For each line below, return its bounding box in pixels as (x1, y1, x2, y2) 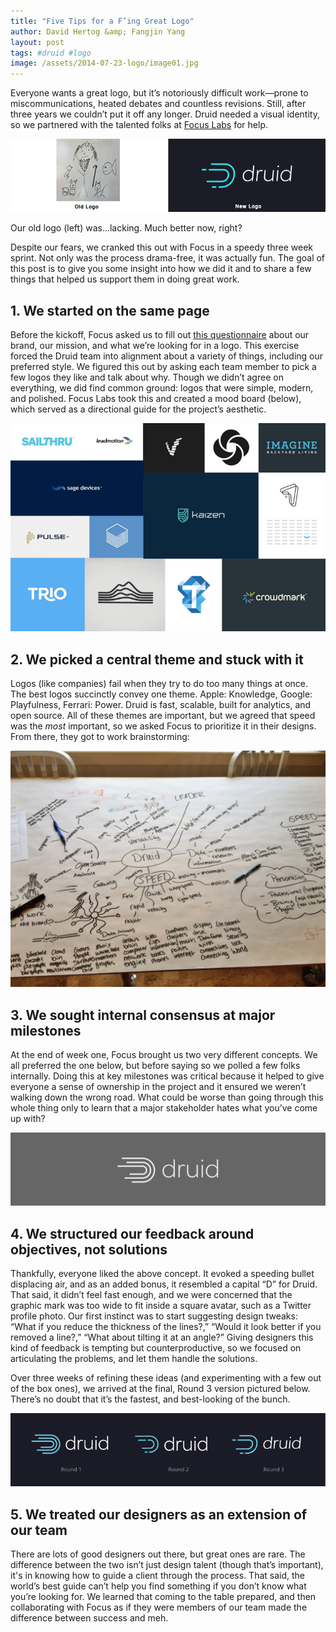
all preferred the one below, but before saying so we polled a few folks (10, 1060, 301, 1072)
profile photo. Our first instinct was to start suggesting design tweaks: (10, 1310, 298, 1322)
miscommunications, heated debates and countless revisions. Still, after (10, 98, 307, 110)
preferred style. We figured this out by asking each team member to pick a (10, 361, 317, 373)
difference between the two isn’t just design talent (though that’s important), (10, 1559, 324, 1571)
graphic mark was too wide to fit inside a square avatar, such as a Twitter (10, 1300, 312, 1312)
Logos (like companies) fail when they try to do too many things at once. (10, 678, 309, 690)
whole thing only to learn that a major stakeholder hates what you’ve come (10, 1102, 318, 1114)
